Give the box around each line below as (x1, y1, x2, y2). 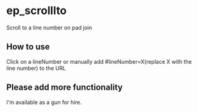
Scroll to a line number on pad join (6, 24, 93, 31)
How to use (6, 42, 50, 52)
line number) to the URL (6, 64, 66, 72)
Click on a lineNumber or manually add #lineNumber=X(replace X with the (6, 58, 192, 65)
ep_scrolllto (6, 4, 67, 18)
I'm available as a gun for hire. (6, 99, 82, 106)
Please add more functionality (6, 82, 123, 92)
